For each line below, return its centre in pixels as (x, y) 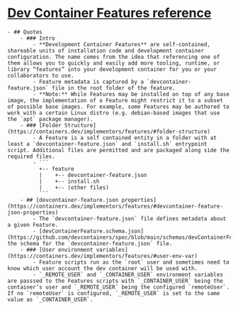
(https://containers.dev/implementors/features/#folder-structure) (109, 132)
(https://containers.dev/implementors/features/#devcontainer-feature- (115, 206)
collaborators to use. (41, 75)
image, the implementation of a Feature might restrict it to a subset (115, 100)
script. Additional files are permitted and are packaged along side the (119, 150)
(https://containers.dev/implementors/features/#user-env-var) (103, 256)
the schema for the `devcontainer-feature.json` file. (90, 243)
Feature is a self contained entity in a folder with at (131, 138)
